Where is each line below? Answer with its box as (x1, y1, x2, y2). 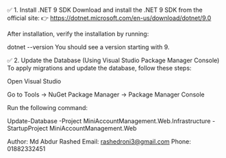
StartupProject (7, 124, 48, 132)
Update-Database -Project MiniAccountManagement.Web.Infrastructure (7, 117, 211, 125)
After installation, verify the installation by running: (7, 30, 149, 38)
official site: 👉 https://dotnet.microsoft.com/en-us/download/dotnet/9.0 (7, 14, 212, 22)
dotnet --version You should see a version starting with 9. (7, 43, 170, 51)
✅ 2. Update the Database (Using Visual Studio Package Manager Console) (7, 56, 220, 64)
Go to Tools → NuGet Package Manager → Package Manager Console (7, 90, 205, 98)
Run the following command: (7, 104, 88, 111)
